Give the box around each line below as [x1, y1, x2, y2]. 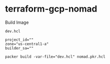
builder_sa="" [5, 46, 34, 50]
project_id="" [5, 37, 34, 42]
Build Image [5, 19, 29, 25]
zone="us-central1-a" [5, 41, 49, 47]
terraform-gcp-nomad [5, 3, 97, 15]
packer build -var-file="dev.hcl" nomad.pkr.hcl [5, 54, 106, 59]
